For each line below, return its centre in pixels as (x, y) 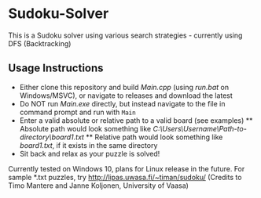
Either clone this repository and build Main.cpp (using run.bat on (124, 87)
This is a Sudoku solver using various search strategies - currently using (125, 35)
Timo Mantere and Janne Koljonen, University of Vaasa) (98, 185)
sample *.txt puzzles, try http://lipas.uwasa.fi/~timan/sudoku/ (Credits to (125, 177)
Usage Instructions (56, 68)
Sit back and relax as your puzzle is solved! (90, 153)
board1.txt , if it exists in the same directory (88, 145)
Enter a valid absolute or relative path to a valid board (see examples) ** (136, 120)
